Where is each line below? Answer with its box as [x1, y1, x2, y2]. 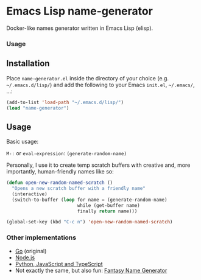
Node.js [15, 254, 35, 261]
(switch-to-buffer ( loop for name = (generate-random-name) [12, 197, 167, 203]
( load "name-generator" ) [6, 105, 69, 111]
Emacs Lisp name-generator [6, 4, 153, 18]
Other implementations [6, 233, 77, 242]
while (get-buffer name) [77, 202, 140, 208]
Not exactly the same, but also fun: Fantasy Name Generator [15, 267, 167, 274]
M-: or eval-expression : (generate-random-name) [6, 150, 127, 157]
